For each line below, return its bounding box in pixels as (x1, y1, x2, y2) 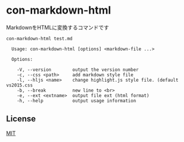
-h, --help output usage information (17, 98, 136, 104)
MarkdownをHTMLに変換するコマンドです (6, 24, 109, 31)
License (6, 114, 36, 124)
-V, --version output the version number (17, 66, 139, 73)
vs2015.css (6, 82, 33, 88)
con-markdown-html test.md (6, 35, 73, 41)
